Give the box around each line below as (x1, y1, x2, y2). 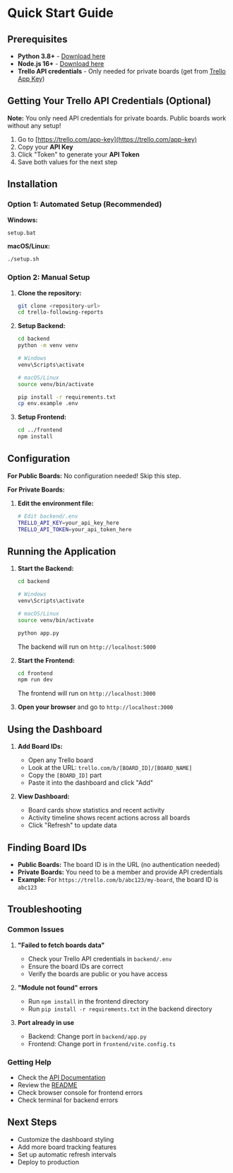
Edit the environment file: (17, 499, 94, 507)
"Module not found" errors (17, 983, 98, 992)
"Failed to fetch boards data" (17, 941, 105, 949)
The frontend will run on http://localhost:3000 (17, 689, 156, 698)
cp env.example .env (17, 400, 78, 407)
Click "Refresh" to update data (28, 821, 117, 829)
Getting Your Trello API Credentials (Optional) (7, 95, 212, 107)
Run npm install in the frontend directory (28, 997, 149, 1005)
